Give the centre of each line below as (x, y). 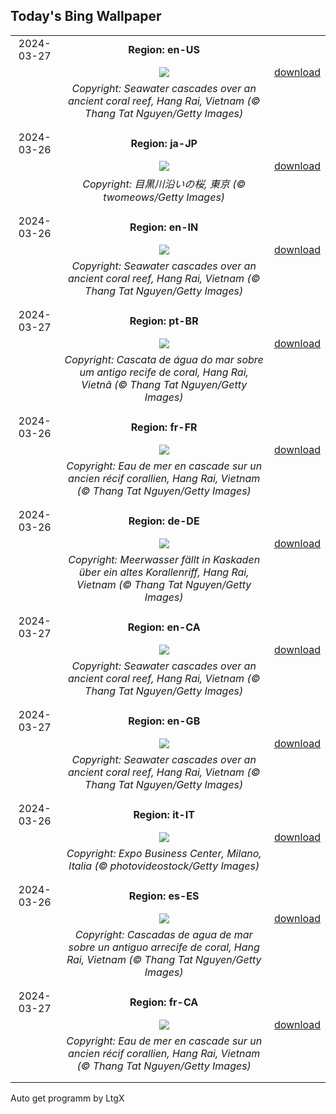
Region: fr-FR (164, 427)
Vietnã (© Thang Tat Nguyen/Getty (164, 384)
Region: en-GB (164, 721)
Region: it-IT (164, 814)
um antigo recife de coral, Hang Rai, (164, 372)
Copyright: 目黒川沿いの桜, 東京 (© (164, 184)
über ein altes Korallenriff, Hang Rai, (164, 572)
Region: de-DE (164, 521)
